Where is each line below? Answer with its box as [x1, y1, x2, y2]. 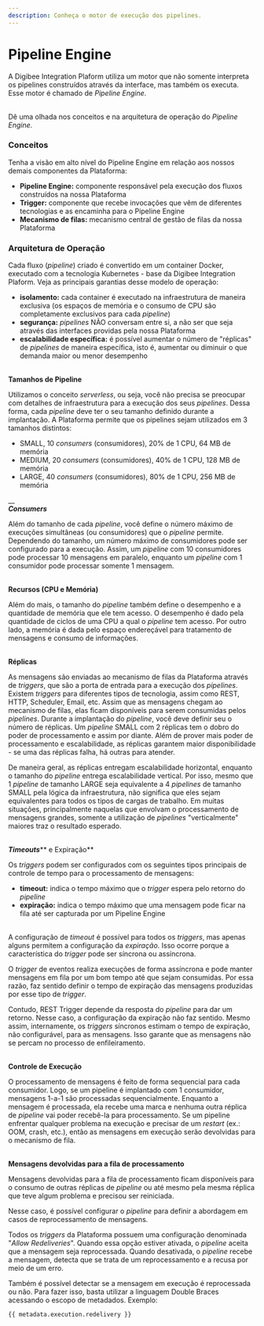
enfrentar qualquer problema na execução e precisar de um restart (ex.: [8, 1119, 241, 1128]
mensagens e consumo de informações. [8, 633, 139, 643]
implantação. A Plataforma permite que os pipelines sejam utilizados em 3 [8, 415, 247, 425]
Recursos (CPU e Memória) [8, 585, 99, 594]
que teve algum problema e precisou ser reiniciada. [8, 1191, 174, 1201]
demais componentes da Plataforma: [8, 166, 127, 175]
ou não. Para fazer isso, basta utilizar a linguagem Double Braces [8, 1287, 219, 1297]
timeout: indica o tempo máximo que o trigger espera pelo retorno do [19, 884, 246, 893]
